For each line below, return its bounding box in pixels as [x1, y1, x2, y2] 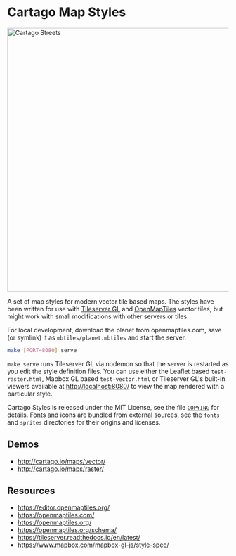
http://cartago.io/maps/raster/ [17, 465, 104, 473]
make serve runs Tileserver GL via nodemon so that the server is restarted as [7, 359, 229, 368]
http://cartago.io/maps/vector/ [17, 457, 106, 465]
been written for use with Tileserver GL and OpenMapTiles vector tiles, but [7, 304, 223, 313]
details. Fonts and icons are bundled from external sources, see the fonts [7, 410, 220, 419]
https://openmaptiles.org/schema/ [17, 526, 117, 534]
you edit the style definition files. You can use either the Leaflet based [7, 367, 210, 375]
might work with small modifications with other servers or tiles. [7, 312, 189, 321]
